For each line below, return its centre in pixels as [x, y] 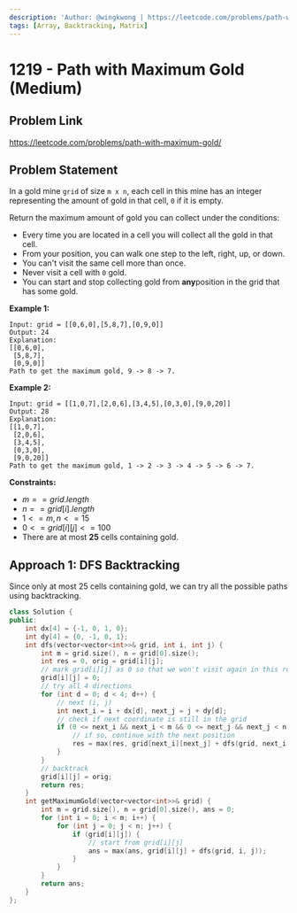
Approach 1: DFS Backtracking [95, 565]
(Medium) [46, 88]
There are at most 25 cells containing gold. [100, 538]
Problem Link [46, 121]
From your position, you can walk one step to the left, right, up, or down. [153, 254]
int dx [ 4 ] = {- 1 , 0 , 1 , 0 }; [77, 628]
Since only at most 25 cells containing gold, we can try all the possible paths [148, 586]
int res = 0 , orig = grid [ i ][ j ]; [103, 662]
